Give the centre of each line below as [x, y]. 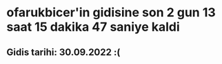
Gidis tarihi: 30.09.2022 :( [63, 52]
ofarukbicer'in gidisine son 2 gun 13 [111, 13]
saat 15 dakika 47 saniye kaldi [93, 27]
